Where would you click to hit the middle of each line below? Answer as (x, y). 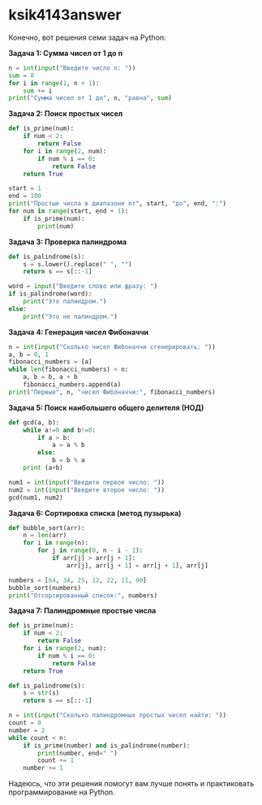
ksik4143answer (65, 15)
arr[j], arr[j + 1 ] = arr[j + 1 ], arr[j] (137, 566)
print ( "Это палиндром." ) (65, 302)
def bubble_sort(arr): (47, 528)
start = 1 (25, 188)
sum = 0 (21, 75)
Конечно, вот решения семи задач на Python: (87, 37)
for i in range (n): (56, 543)
